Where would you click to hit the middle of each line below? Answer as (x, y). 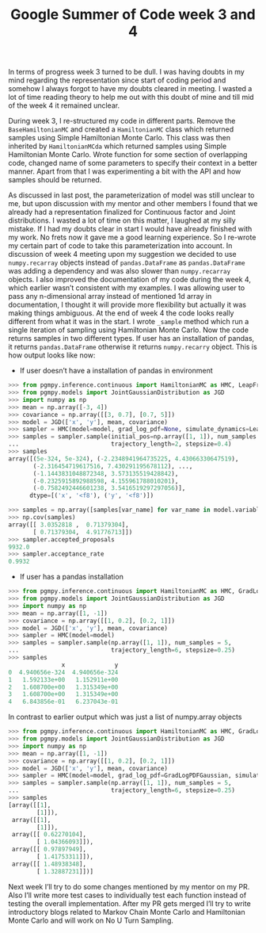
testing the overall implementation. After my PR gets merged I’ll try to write (129, 903)
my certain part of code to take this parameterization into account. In (120, 246)
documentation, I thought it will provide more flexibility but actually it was (127, 305)
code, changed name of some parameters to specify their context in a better (133, 163)
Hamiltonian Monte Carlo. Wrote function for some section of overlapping (128, 155)
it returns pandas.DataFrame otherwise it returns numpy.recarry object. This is (133, 347)
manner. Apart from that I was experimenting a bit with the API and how (125, 171)
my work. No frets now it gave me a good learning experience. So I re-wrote (132, 237)
